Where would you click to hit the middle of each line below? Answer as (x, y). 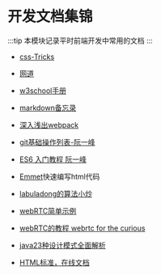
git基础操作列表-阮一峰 (57, 142)
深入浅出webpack (49, 125)
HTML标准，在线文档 (54, 262)
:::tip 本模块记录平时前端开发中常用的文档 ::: (80, 40)
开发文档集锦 (51, 17)
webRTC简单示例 (48, 210)
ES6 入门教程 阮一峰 (53, 159)
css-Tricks (37, 57)
